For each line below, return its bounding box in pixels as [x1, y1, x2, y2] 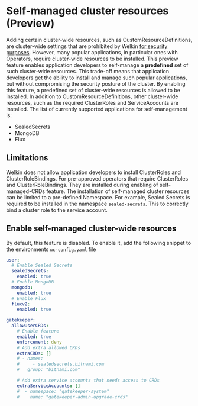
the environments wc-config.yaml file [6, 246, 96, 253]
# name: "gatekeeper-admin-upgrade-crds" [17, 394, 128, 400]
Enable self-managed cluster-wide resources [6, 224, 177, 234]
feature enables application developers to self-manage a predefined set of [6, 61, 189, 69]
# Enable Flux [11, 295, 46, 301]
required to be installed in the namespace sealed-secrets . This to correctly [6, 200, 189, 207]
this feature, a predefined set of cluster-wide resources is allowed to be [6, 86, 180, 94]
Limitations [6, 153, 48, 163]
